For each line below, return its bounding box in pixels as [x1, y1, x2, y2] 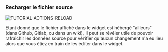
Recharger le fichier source [5, 4, 73, 11]
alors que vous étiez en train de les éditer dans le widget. [5, 41, 124, 47]
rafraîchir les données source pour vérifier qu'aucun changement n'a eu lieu [5, 35, 163, 41]
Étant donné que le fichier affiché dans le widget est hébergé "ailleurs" [5, 25, 152, 31]
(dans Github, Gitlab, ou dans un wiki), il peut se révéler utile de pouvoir [5, 30, 153, 36]
